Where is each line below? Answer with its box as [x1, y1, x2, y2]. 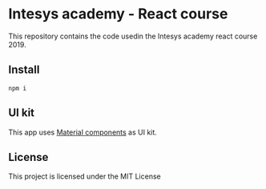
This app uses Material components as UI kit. [8, 127, 158, 137]
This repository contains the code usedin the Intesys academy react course [8, 31, 258, 41]
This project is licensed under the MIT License [8, 171, 162, 181]
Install [8, 63, 40, 77]
